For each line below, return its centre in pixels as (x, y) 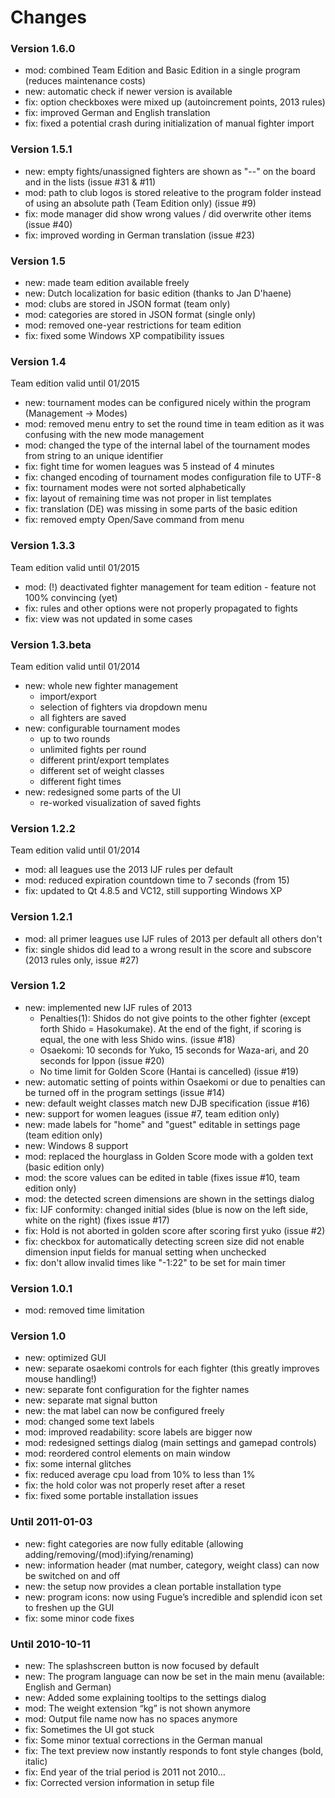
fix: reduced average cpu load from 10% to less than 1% (140, 1475)
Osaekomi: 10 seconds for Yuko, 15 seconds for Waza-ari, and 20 (174, 1050)
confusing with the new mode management (114, 435)
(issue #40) (48, 224)
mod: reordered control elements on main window (127, 1453)
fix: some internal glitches (78, 1464)
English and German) (68, 1687)
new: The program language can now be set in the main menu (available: (174, 1677)
